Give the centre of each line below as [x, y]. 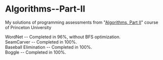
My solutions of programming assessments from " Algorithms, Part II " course [82, 22]
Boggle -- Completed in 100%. [36, 52]
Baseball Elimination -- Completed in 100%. [49, 47]
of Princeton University [28, 27]
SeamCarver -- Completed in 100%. [41, 42]
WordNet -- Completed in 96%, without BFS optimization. [63, 37]
